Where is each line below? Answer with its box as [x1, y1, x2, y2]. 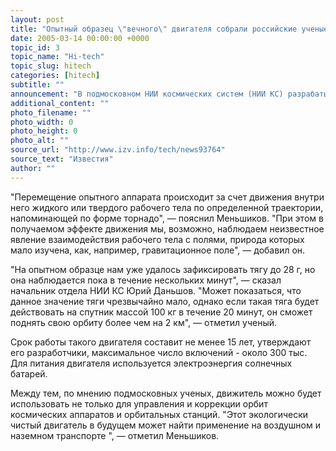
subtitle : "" [10, 80, 65, 90]
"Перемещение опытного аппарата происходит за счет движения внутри [10, 191, 325, 203]
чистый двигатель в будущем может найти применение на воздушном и [10, 419, 321, 431]
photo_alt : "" [10, 136, 70, 146]
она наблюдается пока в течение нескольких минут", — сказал [10, 274, 282, 286]
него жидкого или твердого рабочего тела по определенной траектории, [10, 201, 324, 213]
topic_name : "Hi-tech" [10, 52, 105, 62]
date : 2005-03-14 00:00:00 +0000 [10, 33, 150, 43]
